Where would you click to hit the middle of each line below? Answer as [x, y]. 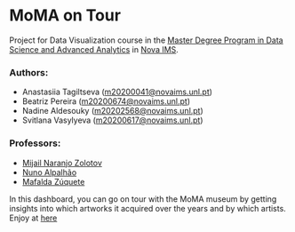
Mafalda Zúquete [53, 181]
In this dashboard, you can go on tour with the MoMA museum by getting [143, 199]
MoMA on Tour [65, 16]
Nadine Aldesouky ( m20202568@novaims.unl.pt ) [113, 111]
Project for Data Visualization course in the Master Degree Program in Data [146, 40]
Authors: [29, 72]
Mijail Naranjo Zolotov [62, 163]
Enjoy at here [33, 218]
